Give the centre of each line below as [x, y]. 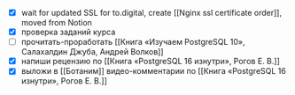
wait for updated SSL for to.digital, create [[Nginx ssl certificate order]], [151, 13]
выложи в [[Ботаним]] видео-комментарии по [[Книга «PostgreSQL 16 [154, 71]
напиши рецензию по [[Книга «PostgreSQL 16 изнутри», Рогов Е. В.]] [151, 62]
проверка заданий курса [68, 32]
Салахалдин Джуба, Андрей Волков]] [93, 52]
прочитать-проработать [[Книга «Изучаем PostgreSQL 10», [133, 42]
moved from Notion [56, 23]
